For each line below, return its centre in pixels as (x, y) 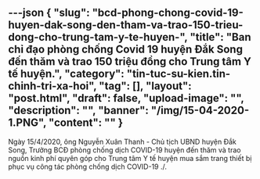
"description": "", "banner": (78, 111)
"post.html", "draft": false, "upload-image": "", (126, 98)
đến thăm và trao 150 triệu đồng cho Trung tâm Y (130, 62)
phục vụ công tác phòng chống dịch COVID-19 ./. (87, 166)
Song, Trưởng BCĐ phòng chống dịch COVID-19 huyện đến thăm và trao (125, 150)
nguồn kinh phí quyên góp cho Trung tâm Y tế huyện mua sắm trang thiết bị (130, 158)
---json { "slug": (49, 13)
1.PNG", (27, 123)
